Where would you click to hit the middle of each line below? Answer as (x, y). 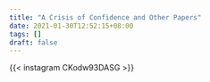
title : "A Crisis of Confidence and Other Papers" (105, 17)
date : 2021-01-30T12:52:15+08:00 (71, 26)
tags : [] (25, 34)
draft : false (34, 42)
